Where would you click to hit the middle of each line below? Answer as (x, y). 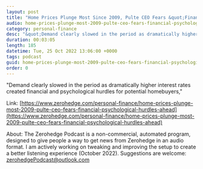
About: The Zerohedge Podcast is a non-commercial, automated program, (98, 134)
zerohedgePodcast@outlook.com (48, 160)
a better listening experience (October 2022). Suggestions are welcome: (96, 153)
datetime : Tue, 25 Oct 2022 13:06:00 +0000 (62, 51)
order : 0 (17, 68)
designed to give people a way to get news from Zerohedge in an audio (95, 141)
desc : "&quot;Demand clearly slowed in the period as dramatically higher (102, 34)
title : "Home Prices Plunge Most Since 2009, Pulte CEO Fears (86, 18)
